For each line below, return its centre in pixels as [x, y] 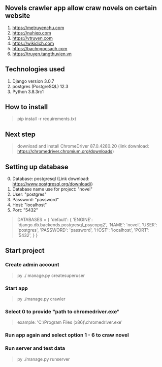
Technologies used [35, 69]
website [18, 16]
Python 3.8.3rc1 [28, 92]
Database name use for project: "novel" [52, 189]
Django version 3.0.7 [33, 81]
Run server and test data [35, 348]
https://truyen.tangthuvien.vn [42, 54]
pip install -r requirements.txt [47, 119]
